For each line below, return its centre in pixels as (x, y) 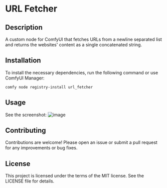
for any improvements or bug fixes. (41, 148)
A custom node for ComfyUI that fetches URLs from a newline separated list (83, 39)
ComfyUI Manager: (25, 78)
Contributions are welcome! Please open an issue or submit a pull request (81, 143)
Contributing (26, 130)
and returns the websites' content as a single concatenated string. (73, 45)
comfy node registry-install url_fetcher (49, 87)
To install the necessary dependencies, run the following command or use (82, 72)
